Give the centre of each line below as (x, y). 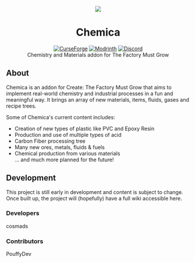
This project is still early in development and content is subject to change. (95, 192)
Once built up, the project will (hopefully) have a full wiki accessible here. (94, 198)
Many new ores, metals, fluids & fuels (60, 147)
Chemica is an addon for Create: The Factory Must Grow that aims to (89, 87)
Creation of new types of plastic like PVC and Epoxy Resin (84, 129)
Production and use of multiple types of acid (68, 134)
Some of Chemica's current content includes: (61, 117)
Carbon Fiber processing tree (50, 141)
